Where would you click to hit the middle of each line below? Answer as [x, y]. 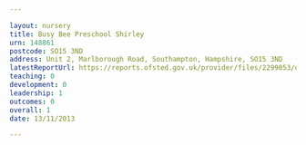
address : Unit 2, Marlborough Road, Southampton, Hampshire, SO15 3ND [146, 60]
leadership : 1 [36, 93]
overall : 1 [30, 110]
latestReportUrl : [42, 68]
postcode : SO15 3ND [46, 51]
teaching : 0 [32, 77]
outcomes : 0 [32, 101]
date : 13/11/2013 [42, 119]
